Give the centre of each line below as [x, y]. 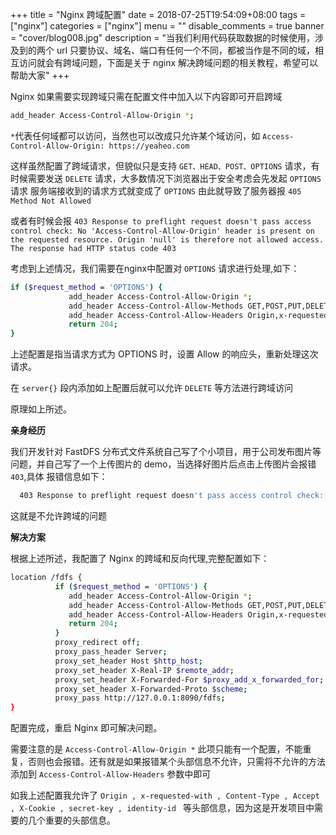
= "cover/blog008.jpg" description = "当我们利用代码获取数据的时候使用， [163, 37]
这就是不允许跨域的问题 [58, 516]
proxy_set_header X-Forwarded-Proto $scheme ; [151, 689]
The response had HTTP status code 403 [93, 248]
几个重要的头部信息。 [71, 820]
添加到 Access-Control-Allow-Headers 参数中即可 [111, 774]
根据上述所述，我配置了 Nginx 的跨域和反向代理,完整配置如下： [140, 558]
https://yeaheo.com [149, 146]
